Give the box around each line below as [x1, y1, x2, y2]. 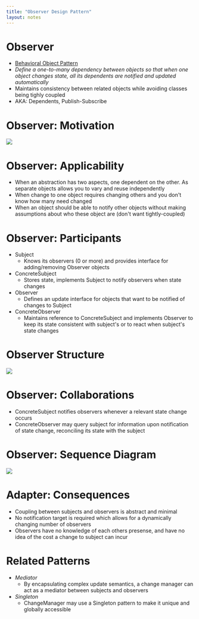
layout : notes [6, 14, 42, 20]
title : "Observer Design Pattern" [6, 8, 92, 15]
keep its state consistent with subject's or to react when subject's [23, 321, 185, 328]
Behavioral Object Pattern [14, 60, 79, 67]
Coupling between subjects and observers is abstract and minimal [14, 508, 178, 515]
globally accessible [23, 605, 71, 612]
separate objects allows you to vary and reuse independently [14, 185, 165, 192]
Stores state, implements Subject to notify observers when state [23, 276, 182, 284]
